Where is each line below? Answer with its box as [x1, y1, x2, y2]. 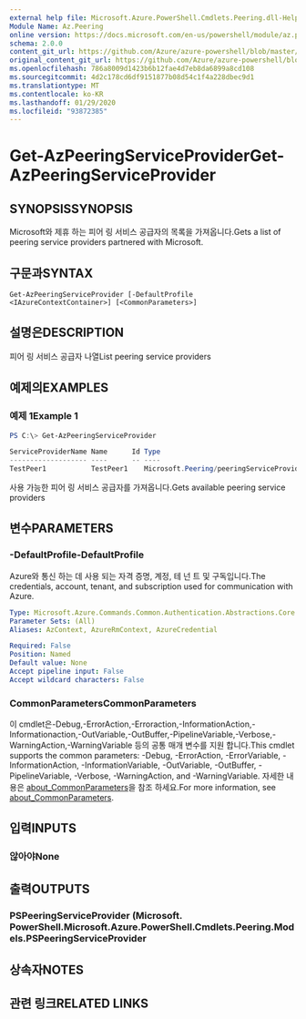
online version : [9, 30, 71, 39]
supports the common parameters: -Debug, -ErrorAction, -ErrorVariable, [9, 750, 280, 761]
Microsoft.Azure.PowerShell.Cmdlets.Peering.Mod [63, 921, 295, 933]
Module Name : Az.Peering [9, 22, 104, 31]
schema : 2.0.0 [9, 38, 64, 48]
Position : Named [9, 650, 71, 659]
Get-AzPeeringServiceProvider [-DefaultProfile [9, 290, 194, 300]
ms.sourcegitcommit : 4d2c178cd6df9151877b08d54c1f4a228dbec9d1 [9, 73, 255, 82]
